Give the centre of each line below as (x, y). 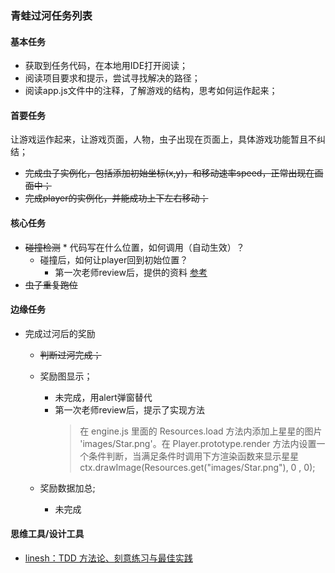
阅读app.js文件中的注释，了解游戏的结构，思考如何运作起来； (151, 91)
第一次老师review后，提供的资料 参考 (131, 272)
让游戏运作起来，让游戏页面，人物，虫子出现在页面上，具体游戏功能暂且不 (163, 139)
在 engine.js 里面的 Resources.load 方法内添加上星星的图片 (201, 431)
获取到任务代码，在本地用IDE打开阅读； (106, 66)
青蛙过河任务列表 (51, 15)
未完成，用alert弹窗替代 (103, 397)
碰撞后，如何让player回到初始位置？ (114, 259)
